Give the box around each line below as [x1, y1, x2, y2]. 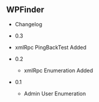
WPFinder [6, 5, 44, 15]
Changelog [14, 20, 43, 27]
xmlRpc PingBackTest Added [14, 44, 87, 51]
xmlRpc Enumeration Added [23, 67, 94, 74]
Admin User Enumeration [23, 89, 86, 97]
